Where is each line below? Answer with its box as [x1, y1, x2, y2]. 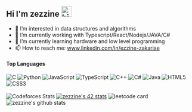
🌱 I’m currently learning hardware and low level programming [14, 37, 165, 45]
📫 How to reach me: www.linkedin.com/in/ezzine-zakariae [14, 44, 160, 52]
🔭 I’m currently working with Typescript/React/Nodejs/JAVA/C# [14, 31, 171, 38]
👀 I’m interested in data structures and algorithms [14, 25, 136, 32]
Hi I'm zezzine [6, 9, 60, 19]
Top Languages [6, 60, 46, 68]
